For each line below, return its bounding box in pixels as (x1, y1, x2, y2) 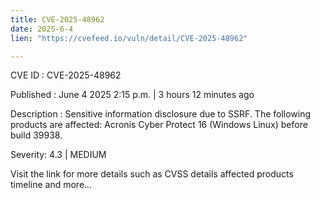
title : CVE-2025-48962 (10, 14, 105, 25)
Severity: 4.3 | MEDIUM (10, 149, 107, 161)
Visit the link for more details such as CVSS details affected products (10, 168, 294, 180)
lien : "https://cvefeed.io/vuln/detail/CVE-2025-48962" (10, 33, 248, 43)
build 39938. (10, 129, 63, 141)
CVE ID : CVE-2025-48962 (10, 69, 122, 81)
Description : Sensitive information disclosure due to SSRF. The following (10, 108, 312, 120)
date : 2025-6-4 (10, 24, 74, 34)
